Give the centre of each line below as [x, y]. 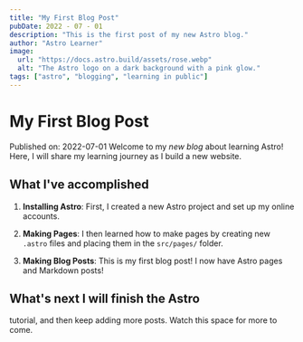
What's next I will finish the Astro [105, 298]
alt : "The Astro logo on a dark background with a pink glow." [139, 69]
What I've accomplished [79, 185]
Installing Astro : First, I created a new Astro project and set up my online [158, 206]
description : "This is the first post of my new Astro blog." [129, 34]
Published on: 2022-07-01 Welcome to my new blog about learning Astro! [147, 147]
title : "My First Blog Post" [64, 18]
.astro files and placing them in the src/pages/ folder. [123, 243]
